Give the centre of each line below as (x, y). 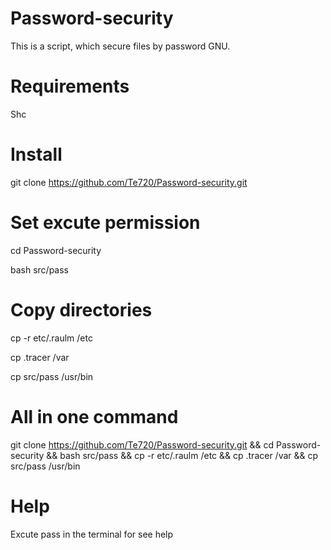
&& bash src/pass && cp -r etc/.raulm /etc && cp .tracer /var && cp (182, 455)
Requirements (70, 86)
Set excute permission (105, 223)
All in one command (94, 416)
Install (36, 154)
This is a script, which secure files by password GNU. (120, 46)
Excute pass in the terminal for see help (92, 534)
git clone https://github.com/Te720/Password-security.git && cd (142, 444)
